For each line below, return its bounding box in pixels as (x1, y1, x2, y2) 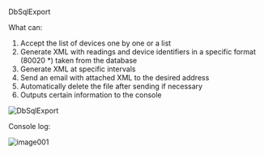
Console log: (8, 122, 51, 131)
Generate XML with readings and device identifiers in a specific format (19, 47, 257, 56)
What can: (8, 23, 43, 32)
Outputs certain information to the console (19, 90, 162, 100)
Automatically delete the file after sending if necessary (19, 81, 203, 91)
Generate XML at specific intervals (19, 64, 136, 74)
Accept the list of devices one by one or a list (19, 38, 172, 48)
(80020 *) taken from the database (19, 56, 138, 65)
